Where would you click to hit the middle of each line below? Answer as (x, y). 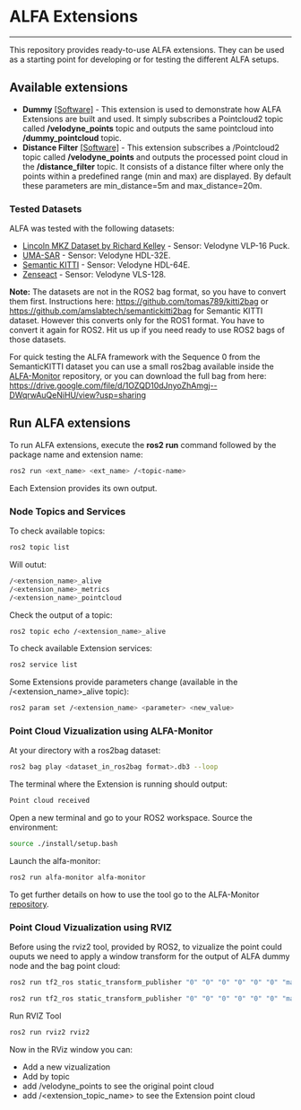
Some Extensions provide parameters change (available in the (124, 682)
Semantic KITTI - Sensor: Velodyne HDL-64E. (106, 265)
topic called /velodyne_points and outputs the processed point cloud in (155, 157)
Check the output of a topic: (61, 615)
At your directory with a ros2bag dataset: (85, 751)
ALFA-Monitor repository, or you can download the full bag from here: (138, 376)
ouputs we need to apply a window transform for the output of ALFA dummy (150, 956)
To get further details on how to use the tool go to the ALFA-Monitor (134, 894)
